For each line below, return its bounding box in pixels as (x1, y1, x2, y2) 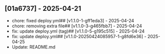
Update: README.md (11, 44, 56, 50)
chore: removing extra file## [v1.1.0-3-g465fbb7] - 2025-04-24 (11, 23, 142, 29)
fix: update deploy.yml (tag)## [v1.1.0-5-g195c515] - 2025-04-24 (11, 28, 145, 34)
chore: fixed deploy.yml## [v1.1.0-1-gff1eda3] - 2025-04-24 (11, 17, 135, 23)
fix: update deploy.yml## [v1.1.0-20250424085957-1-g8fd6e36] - (11, 33, 147, 39)
